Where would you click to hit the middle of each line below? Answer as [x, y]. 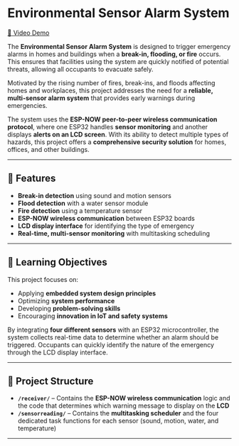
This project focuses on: [43, 279]
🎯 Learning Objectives [58, 262]
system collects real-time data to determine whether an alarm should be [113, 337]
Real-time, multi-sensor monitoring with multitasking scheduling [114, 233]
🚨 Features [32, 179]
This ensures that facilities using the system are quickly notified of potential [118, 61]
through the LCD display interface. [58, 352]
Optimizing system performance [66, 300]
